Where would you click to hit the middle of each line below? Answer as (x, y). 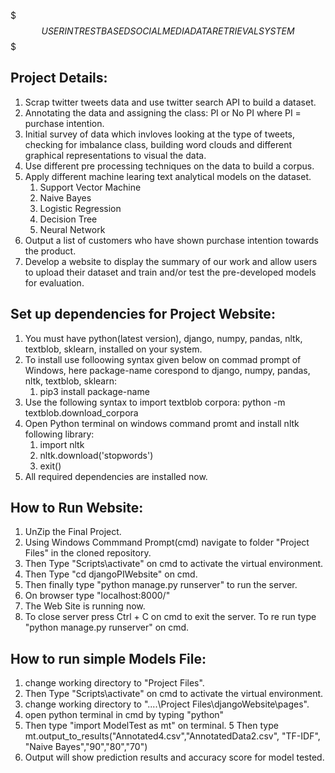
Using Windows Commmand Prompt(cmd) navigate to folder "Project (167, 542)
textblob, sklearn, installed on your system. (113, 349)
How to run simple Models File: (108, 658)
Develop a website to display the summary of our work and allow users (171, 261)
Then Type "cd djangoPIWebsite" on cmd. (111, 574)
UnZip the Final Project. (73, 532)
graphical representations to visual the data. (115, 155)
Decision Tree (68, 219)
